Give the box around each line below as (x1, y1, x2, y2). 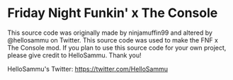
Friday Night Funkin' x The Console (7, 5, 218, 21)
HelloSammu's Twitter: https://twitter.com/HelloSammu (7, 64, 169, 73)
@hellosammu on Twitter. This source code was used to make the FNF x (7, 35, 218, 44)
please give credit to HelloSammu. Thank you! (7, 51, 142, 59)
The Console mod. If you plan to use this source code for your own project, (7, 43, 227, 52)
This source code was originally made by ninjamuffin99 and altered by (7, 28, 212, 37)
